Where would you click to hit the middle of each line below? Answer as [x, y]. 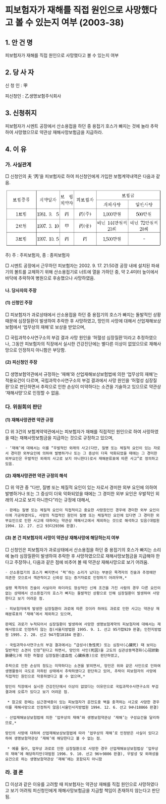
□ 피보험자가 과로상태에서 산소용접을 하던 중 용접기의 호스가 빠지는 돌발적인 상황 [83, 314]
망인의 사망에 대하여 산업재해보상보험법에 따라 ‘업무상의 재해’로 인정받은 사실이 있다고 [82, 733]
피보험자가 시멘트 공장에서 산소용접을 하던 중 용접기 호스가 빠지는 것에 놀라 [77, 126]
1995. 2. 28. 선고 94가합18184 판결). [48, 635]
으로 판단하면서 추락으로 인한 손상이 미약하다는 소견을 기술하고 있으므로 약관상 [85, 387]
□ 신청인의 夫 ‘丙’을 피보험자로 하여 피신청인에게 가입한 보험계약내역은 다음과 [80, 176]
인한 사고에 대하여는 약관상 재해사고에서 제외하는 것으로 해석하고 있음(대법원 [92, 521]
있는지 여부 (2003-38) [80, 23]
